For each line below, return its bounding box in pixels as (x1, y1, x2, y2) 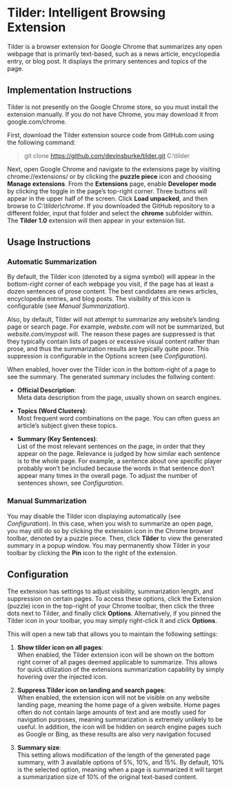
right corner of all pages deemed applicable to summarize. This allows (17, 657, 217, 666)
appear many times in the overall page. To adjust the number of (17, 472, 198, 480)
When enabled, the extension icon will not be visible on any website (17, 693, 210, 702)
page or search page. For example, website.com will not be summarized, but (7, 323, 225, 331)
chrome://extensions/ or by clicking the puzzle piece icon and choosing (7, 172, 212, 180)
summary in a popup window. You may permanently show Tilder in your (7, 541, 211, 550)
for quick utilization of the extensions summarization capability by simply (17, 665, 225, 673)
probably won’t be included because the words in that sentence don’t (17, 464, 215, 472)
